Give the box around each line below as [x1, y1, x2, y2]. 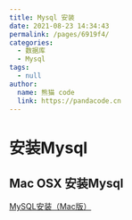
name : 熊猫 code [17, 88, 75, 97]
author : [9, 80, 38, 89]
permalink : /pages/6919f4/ [9, 30, 110, 38]
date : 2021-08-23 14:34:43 [9, 21, 110, 30]
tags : [9, 63, 29, 72]
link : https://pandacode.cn [17, 96, 122, 106]
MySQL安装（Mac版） [9, 201, 92, 212]
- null [17, 72, 42, 80]
